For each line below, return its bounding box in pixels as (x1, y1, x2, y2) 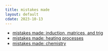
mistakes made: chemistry (12, 41, 66, 47)
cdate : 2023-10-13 (5, 16, 43, 21)
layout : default (5, 12, 39, 17)
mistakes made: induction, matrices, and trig (12, 30, 103, 36)
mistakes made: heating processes (12, 35, 84, 41)
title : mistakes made (5, 7, 50, 12)
